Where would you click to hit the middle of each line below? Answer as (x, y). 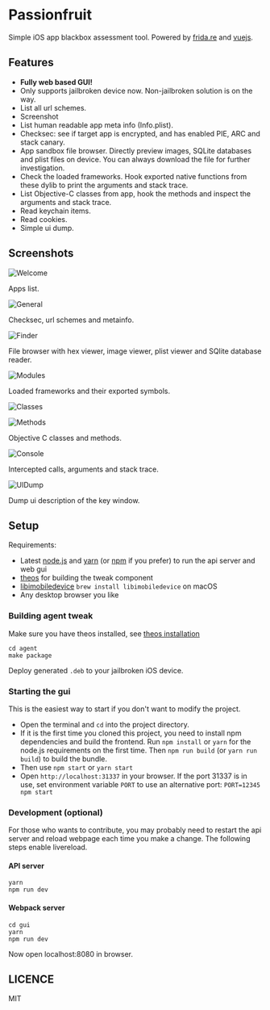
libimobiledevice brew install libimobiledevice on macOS (118, 586)
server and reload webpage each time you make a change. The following (129, 839)
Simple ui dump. (47, 228)
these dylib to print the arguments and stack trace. (104, 185)
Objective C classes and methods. (65, 438)
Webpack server (37, 908)
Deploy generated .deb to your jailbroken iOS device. (96, 670)
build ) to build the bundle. (63, 759)
